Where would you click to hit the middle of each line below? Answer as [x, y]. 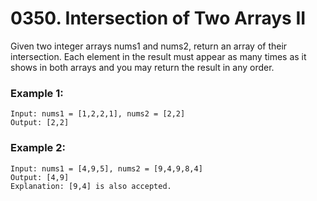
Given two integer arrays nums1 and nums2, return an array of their [149, 46]
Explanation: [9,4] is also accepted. [91, 186]
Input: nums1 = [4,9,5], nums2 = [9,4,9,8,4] [106, 168]
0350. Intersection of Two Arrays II [158, 18]
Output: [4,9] [40, 177]
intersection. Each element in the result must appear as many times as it [158, 56]
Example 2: [38, 148]
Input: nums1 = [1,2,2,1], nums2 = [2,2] [98, 114]
